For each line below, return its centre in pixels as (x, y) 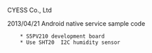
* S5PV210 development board (62, 36)
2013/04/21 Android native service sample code (76, 23)
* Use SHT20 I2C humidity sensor (70, 43)
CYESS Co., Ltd (30, 10)
